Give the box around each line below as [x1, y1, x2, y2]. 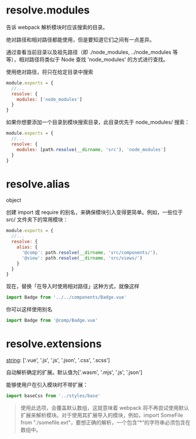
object [6, 197, 22, 204]
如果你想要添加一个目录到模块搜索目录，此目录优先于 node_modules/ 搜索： [6, 118, 190, 126]
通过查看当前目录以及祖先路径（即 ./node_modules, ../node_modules [6, 48, 171, 56]
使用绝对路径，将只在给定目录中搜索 [6, 68, 94, 75]
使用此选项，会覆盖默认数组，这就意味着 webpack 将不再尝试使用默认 [20, 404, 189, 411]
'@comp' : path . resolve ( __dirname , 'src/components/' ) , [21, 250, 159, 256]
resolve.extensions [6, 338, 102, 350]
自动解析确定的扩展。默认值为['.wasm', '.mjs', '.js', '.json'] [6, 369, 143, 376]
